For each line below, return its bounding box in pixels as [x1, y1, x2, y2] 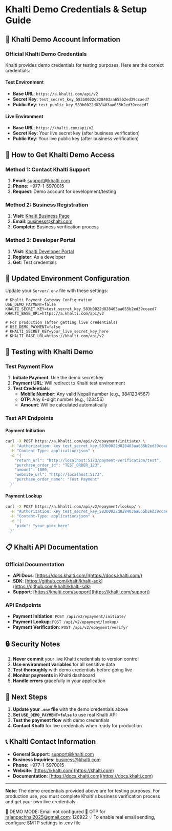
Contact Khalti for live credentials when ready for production [12, 723, 142, 728]
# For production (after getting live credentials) [5, 320, 118, 325]
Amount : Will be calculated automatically [20, 402, 107, 408]
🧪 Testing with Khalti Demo [5, 347, 93, 356]
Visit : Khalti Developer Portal [12, 248, 74, 255]
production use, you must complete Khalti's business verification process [5, 793, 160, 799]
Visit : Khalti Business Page [12, 213, 70, 219]
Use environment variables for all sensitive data [12, 661, 115, 668]
